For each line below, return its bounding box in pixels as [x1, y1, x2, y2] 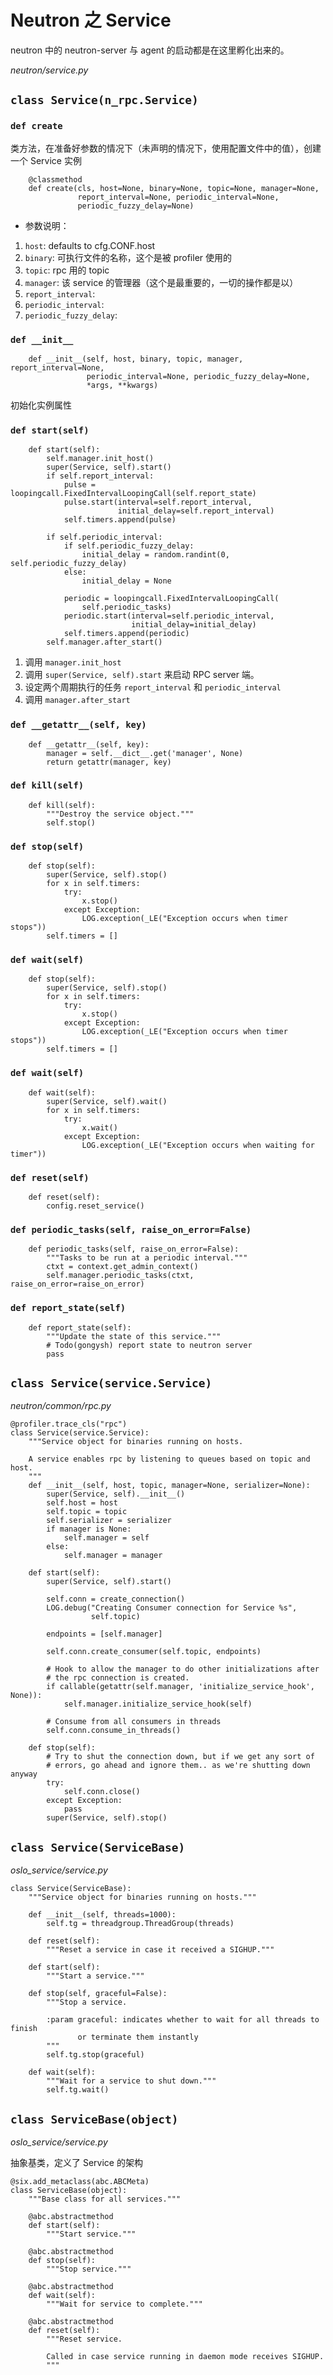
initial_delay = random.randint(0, [81, 550, 230, 560]
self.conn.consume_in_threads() [46, 1726, 182, 1736]
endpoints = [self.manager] [46, 1629, 163, 1640]
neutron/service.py [10, 64, 89, 76]
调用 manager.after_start [24, 694, 131, 706]
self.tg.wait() [46, 2085, 110, 2095]
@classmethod [28, 174, 83, 185]
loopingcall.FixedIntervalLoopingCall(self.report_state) [10, 489, 257, 499]
